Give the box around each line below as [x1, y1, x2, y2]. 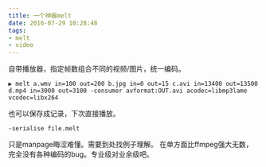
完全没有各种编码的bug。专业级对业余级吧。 [8, 150, 154, 159]
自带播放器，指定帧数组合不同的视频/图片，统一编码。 [8, 64, 186, 74]
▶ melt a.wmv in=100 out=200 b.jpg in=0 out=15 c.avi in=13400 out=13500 [8, 80, 259, 88]
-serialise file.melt [8, 125, 80, 133]
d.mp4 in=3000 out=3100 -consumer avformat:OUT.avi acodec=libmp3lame [8, 87, 248, 95]
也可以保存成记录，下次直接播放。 [8, 109, 120, 118]
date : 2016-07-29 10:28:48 [8, 19, 98, 27]
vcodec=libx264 [8, 94, 59, 102]
